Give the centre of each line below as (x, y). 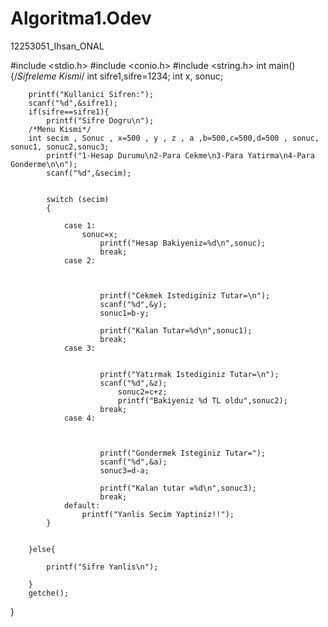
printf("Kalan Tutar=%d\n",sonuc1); (176, 330)
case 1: (80, 225)
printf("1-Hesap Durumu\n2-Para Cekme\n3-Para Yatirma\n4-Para (180, 155)
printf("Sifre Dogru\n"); (100, 120)
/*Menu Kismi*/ (60, 129)
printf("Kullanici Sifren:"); (91, 94)
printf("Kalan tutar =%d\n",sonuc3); (178, 488)
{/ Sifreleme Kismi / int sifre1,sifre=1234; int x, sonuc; (116, 76)
